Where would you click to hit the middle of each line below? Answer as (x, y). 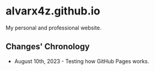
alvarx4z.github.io (53, 11)
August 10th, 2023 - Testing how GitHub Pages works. (82, 61)
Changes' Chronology (48, 47)
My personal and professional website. (53, 28)
